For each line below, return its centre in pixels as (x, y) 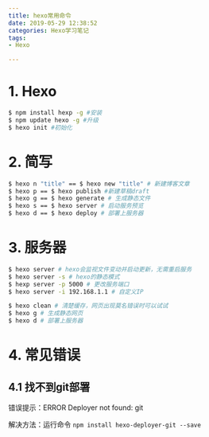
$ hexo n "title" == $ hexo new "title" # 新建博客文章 (99, 184)
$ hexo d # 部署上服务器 (46, 321)
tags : (17, 38)
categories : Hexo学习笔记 (49, 30)
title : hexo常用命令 (40, 16)
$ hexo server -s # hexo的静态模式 (64, 277)
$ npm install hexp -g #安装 (55, 113)
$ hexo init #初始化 (41, 127)
